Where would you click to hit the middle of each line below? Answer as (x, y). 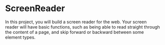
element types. (20, 37)
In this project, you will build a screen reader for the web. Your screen (76, 22)
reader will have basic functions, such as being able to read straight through (83, 27)
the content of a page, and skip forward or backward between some (75, 32)
